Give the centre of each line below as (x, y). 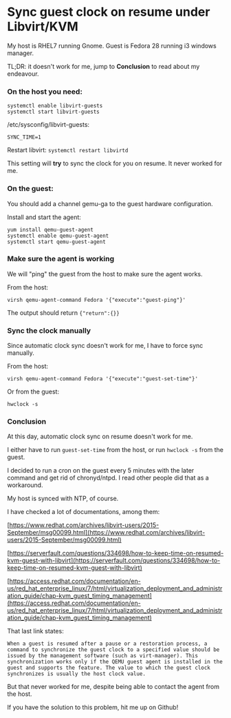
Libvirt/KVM (43, 27)
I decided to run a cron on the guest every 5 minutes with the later (101, 471)
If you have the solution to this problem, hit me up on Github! (93, 708)
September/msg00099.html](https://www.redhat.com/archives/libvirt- (106, 533)
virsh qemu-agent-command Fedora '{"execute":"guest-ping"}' (97, 300)
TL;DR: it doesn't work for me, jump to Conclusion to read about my (103, 66)
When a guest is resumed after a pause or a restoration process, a (107, 644)
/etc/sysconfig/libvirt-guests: (48, 125)
